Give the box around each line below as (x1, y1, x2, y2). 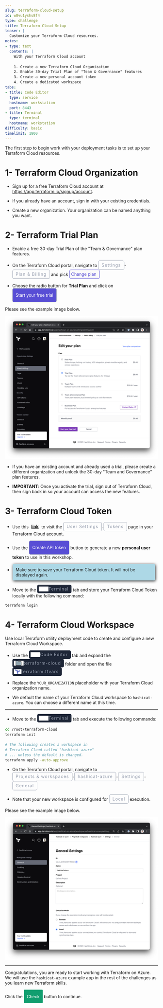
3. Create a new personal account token (14, 74, 97, 80)
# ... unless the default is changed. (5, 753, 83, 757)
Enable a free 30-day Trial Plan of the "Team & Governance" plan (12, 246, 143, 252)
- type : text (5, 44, 32, 49)
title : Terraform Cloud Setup (5, 23, 66, 28)
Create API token (32, 545, 66, 551)
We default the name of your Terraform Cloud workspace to (12, 694, 132, 700)
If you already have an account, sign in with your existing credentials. (12, 198, 151, 204)
